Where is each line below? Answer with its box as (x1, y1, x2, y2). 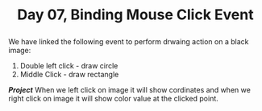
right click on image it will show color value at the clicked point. (8, 94, 219, 104)
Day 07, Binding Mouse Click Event (17, 6, 254, 24)
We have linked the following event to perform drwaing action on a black (8, 37, 249, 47)
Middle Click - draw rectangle (19, 70, 119, 80)
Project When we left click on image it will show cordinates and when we (8, 85, 252, 95)
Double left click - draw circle (19, 61, 119, 71)
